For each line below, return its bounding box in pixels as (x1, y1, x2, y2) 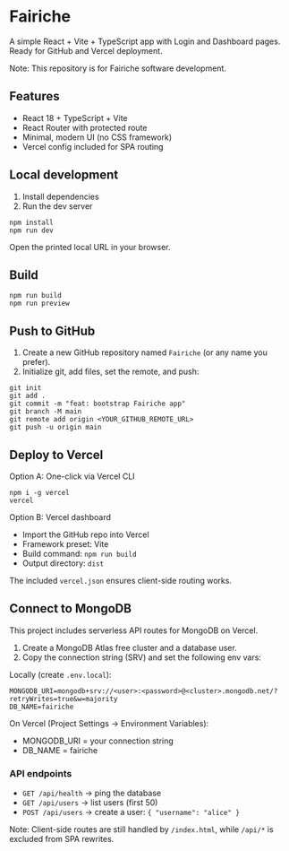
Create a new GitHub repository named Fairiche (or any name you (21, 347, 268, 358)
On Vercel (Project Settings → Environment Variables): (9, 717, 209, 728)
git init (9, 384, 42, 393)
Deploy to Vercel (9, 447, 104, 463)
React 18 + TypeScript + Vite (21, 112, 128, 123)
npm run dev (9, 226, 54, 235)
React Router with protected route (21, 122, 148, 133)
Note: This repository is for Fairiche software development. (9, 63, 226, 74)
